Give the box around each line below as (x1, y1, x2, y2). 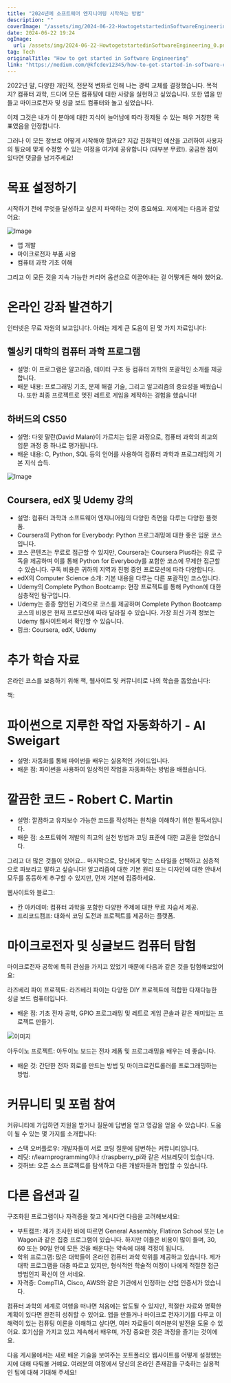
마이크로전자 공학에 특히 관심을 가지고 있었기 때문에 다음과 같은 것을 (7, 962, 189, 970)
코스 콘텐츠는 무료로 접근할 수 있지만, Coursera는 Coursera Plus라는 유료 (16, 548, 215, 556)
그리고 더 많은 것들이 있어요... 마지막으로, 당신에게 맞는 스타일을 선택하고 (7, 856, 201, 865)
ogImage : (7, 36, 32, 43)
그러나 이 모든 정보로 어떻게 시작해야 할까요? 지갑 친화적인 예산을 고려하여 (7, 136, 205, 145)
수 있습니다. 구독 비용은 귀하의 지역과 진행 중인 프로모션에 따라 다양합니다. (16, 565, 215, 573)
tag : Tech (7, 49, 36, 56)
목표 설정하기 (7, 180, 77, 196)
